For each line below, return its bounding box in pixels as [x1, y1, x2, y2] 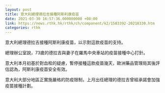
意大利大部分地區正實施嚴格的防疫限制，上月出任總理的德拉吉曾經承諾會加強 [5, 77, 160, 83]
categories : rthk [5, 25, 41, 30]
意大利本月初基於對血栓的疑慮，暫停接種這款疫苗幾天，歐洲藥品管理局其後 [5, 60, 156, 66]
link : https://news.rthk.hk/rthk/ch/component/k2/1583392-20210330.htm [5, 21, 155, 26]
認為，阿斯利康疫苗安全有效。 [9, 67, 70, 72]
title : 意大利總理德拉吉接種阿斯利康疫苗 [5, 12, 80, 17]
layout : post [5, 7, 32, 12]
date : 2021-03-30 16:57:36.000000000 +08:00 [5, 16, 98, 21]
